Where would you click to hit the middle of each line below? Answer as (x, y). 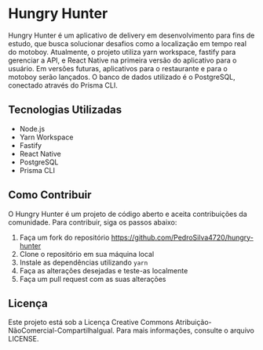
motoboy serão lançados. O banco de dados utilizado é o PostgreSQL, (122, 77)
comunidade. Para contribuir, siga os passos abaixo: (93, 222)
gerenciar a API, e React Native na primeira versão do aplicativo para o (122, 60)
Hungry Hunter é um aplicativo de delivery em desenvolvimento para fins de (131, 35)
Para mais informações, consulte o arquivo (186, 330)
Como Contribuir (50, 195)
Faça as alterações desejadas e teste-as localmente (104, 270)
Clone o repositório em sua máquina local (87, 254)
